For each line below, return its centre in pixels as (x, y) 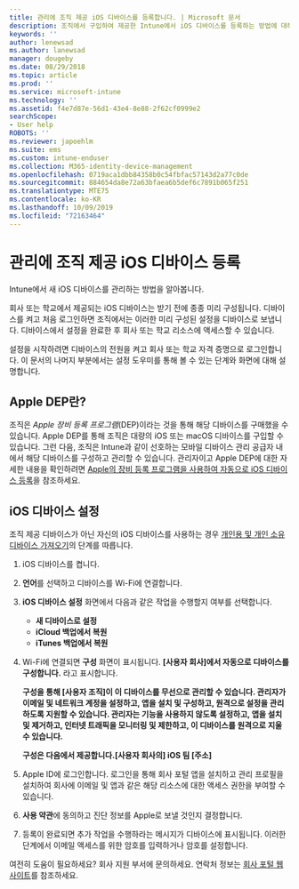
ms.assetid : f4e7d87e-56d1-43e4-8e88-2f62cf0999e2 (105, 108)
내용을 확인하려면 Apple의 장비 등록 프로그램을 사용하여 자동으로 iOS (145, 469)
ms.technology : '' (43, 100)
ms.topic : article (43, 76)
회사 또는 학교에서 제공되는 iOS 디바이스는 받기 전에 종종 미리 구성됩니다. (135, 308)
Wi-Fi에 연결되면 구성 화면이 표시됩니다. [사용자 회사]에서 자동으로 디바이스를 (155, 662)
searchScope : (33, 116)
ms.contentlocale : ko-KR (55, 200)
